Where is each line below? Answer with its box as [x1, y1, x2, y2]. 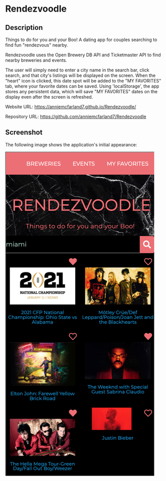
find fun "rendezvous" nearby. [5, 42, 68, 48]
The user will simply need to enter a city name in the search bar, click [5, 67, 150, 73]
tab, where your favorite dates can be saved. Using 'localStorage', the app [5, 83, 159, 89]
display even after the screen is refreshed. [5, 94, 93, 100]
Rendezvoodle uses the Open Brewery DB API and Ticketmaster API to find [5, 52, 161, 58]
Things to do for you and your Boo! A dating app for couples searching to [5, 36, 157, 43]
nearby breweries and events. [5, 57, 67, 63]
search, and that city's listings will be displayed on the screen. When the [5, 72, 156, 78]
